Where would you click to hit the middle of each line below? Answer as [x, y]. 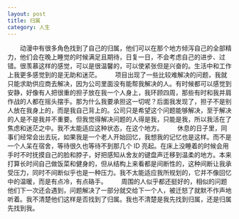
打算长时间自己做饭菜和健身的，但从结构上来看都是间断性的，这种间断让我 [116, 164]
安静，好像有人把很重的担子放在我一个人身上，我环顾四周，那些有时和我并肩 [119, 92]
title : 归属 [24, 21]
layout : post [27, 14]
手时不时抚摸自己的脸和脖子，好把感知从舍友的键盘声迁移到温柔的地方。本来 [119, 155]
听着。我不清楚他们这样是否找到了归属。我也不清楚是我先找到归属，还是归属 [119, 199]
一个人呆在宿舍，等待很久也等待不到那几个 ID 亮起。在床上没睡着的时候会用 [118, 146]
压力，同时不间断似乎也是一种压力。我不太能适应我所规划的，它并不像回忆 [122, 173]
